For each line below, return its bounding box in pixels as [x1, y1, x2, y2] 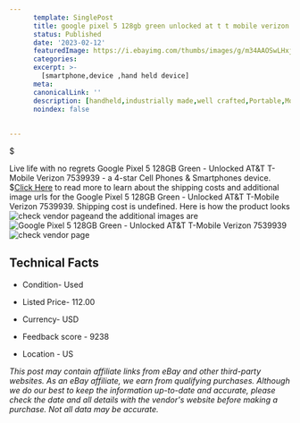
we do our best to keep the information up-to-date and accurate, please [9, 385, 276, 395]
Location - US [21, 348, 74, 359]
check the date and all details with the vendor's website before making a [9, 394, 279, 405]
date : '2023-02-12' [32, 38, 105, 47]
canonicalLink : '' [32, 88, 102, 97]
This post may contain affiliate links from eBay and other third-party [9, 366, 262, 376]
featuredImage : [32, 47, 90, 55]
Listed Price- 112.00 [21, 296, 96, 307]
